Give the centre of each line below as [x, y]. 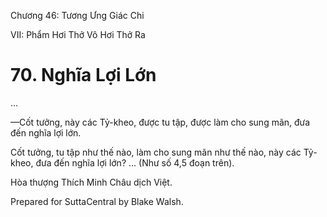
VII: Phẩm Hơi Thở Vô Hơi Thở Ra [78, 34]
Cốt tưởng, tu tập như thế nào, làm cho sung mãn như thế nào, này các [156, 152]
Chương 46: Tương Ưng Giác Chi [77, 15]
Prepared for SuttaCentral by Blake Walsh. [97, 201]
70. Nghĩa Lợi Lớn [83, 75]
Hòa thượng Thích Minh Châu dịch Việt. [91, 182]
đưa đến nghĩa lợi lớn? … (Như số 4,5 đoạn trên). [135, 162]
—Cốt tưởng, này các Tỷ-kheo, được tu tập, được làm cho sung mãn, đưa [160, 122]
